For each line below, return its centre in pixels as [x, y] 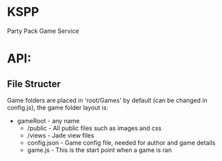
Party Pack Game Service [43, 31]
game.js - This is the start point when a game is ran [99, 150]
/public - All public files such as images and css [94, 128]
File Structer [34, 84]
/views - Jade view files [60, 135]
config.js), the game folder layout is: [58, 108]
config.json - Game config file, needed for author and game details [121, 143]
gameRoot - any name [48, 121]
